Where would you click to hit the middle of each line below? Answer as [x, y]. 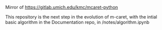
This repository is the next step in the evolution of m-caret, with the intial [81, 17]
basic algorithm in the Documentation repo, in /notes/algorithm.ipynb [77, 22]
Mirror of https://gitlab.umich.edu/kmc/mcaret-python [62, 7]
